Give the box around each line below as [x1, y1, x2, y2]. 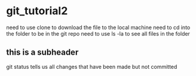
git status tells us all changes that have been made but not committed [6, 63, 177, 70]
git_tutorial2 [6, 4, 68, 18]
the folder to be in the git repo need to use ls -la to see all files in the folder [6, 30, 190, 37]
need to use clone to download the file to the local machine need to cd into [6, 24, 191, 31]
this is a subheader [6, 47, 79, 58]
